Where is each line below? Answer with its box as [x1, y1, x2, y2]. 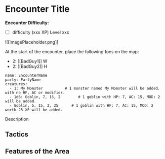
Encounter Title [5, 3, 70, 15]
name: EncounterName [5, 73, 48, 78]
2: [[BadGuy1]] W [12, 58, 48, 64]
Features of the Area [5, 147, 70, 156]
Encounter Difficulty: [5, 20, 49, 26]
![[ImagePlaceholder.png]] [5, 39, 59, 45]
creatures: [5, 82, 28, 87]
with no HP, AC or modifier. [5, 90, 65, 95]
